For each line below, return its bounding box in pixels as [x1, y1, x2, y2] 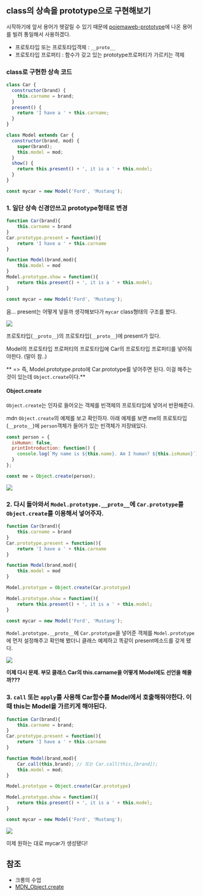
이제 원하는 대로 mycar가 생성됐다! [6, 839, 88, 847]
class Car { [6, 82, 36, 88]
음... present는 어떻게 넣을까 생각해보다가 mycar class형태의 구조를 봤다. [6, 308, 177, 315]
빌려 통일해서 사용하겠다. [12, 30, 71, 38]
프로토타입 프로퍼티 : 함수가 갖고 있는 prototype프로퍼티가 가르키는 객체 [14, 51, 185, 58]
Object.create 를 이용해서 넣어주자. [6, 509, 104, 517]
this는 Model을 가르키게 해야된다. [13, 702, 108, 710]
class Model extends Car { [6, 132, 74, 138]
